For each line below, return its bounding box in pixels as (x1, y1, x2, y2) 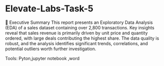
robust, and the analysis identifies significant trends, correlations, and (5, 40, 148, 46)
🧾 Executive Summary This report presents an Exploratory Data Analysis (5, 19, 153, 25)
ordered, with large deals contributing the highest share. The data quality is (5, 35, 160, 41)
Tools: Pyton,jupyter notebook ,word (5, 55, 80, 61)
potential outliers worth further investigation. (5, 46, 96, 52)
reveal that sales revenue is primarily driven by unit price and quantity (5, 30, 148, 36)
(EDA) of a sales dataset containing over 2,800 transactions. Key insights (5, 24, 155, 30)
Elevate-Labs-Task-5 (5, 3, 93, 14)
